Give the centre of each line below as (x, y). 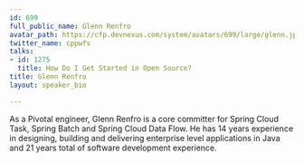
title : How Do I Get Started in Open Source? (105, 69)
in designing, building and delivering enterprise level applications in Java (145, 138)
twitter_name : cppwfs (50, 43)
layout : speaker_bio (48, 85)
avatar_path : (34, 34)
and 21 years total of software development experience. (113, 148)
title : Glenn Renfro (48, 77)
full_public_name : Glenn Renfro (70, 26)
